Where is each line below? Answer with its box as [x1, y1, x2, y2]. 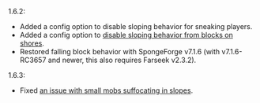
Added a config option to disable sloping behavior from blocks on [19, 31, 233, 39]
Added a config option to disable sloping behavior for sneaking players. [19, 22, 253, 31]
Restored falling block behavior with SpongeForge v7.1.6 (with [19, 47, 220, 56]
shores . [19, 39, 45, 48]
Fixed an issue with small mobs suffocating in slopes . [19, 86, 194, 95]
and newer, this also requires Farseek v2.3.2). [47, 55, 197, 64]
